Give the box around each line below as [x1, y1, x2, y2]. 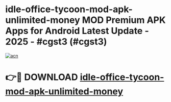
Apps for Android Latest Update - [5, 25, 149, 37]
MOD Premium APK [82, 14, 166, 26]
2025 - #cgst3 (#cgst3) [5, 36, 107, 48]
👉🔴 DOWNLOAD [5, 72, 78, 83]
